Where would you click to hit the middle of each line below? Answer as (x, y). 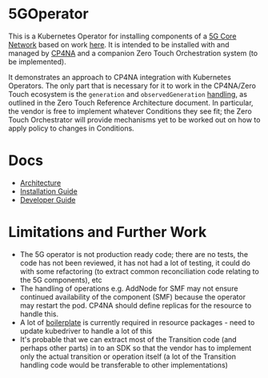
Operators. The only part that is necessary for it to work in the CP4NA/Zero (132, 86)
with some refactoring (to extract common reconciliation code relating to (140, 271)
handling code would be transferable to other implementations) (124, 364)
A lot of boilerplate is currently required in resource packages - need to (137, 322)
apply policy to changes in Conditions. (71, 128)
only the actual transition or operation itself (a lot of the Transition (128, 356)
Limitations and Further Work (108, 232)
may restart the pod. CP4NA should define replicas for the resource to (136, 305)
